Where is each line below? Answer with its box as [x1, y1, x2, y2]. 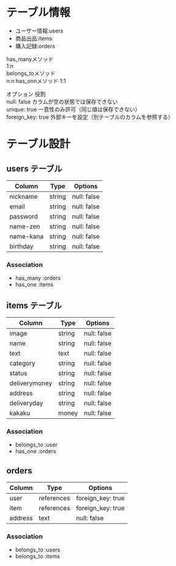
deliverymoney [9, 379, 53, 388]
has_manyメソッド [6, 55, 54, 63]
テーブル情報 [6, 6, 71, 20]
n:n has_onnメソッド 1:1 [6, 77, 66, 85]
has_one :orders [15, 448, 56, 455]
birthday [9, 242, 34, 250]
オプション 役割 [6, 90, 46, 98]
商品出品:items [15, 34, 53, 42]
